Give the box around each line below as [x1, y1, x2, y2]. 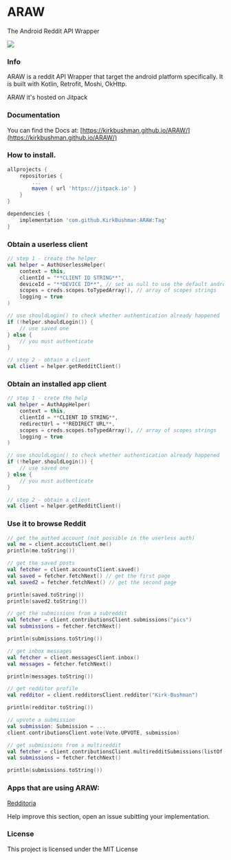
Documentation [7, 111, 60, 120]
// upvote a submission [7, 716, 76, 724]
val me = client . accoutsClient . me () [7, 541, 112, 548]
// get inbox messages [7, 648, 72, 654]
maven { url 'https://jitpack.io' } [32, 185, 137, 192]
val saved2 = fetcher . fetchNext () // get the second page [7, 579, 177, 586]
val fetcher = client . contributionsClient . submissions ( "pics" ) [7, 617, 192, 624]
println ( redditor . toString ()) [7, 704, 94, 712]
